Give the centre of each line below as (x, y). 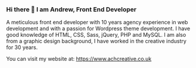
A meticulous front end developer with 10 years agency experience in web (97, 22)
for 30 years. (22, 47)
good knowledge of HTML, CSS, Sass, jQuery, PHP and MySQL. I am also (96, 35)
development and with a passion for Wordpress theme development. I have (98, 28)
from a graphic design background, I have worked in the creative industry (96, 41)
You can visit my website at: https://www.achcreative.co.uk (79, 59)
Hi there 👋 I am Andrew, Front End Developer (71, 9)
